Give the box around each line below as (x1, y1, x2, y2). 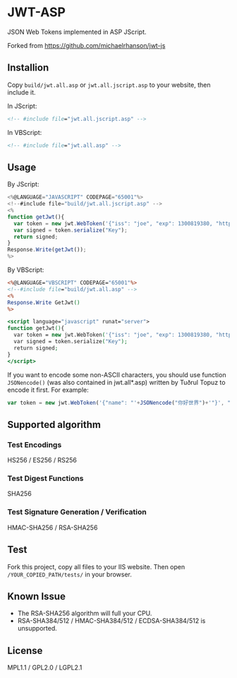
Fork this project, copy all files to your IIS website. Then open (7, 562, 186, 571)
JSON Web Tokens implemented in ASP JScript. (7, 28, 147, 36)
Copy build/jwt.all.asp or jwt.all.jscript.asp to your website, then (7, 81, 211, 89)
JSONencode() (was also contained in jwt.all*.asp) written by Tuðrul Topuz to (7, 378, 226, 386)
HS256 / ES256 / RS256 (7, 456, 78, 465)
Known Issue (7, 590, 66, 602)
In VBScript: (7, 128, 42, 136)
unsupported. (17, 624, 58, 633)
